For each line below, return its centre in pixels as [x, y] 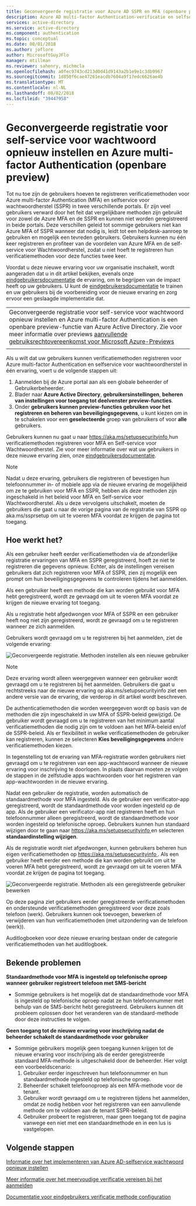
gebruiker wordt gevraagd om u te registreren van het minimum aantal [90, 720]
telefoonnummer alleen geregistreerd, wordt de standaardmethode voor [92, 818]
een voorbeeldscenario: [43, 1067]
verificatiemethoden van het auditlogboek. [57, 944]
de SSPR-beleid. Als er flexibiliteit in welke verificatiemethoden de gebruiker [98, 733]
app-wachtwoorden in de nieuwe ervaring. [57, 782]
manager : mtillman [28, 60]
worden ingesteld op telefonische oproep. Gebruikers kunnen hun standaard [98, 824]
